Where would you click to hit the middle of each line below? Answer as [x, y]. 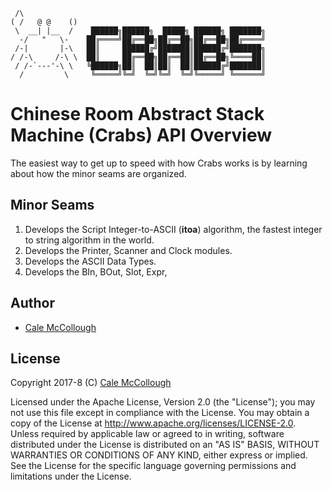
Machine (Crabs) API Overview [141, 135]
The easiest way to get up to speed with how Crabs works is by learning [159, 163]
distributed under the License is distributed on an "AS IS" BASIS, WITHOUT [165, 445]
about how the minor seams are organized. [98, 173]
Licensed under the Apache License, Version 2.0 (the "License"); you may [163, 402]
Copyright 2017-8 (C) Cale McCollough [91, 383]
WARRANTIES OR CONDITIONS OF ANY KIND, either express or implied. [159, 455]
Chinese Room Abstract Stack [137, 114]
